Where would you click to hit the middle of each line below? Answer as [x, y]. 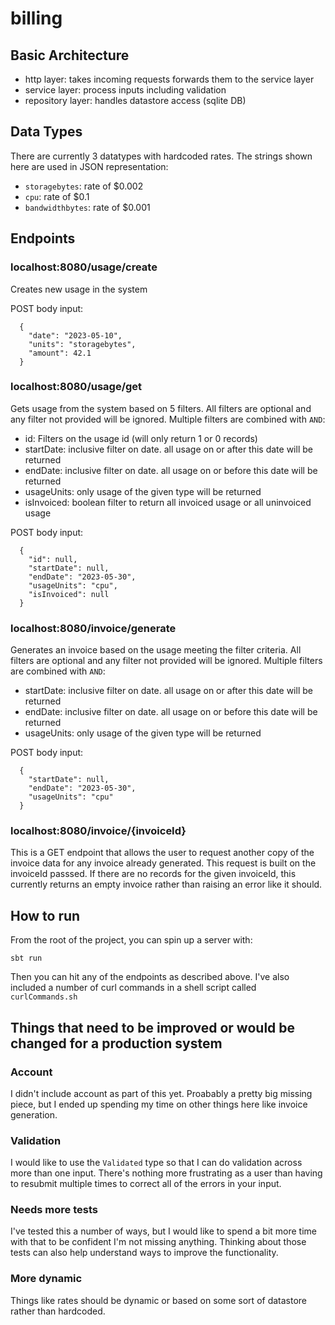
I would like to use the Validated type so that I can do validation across [156, 1163]
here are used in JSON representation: [89, 166]
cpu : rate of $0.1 [57, 196]
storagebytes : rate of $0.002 [84, 186]
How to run [45, 915]
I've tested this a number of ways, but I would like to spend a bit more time [163, 1231]
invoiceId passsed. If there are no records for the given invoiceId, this [153, 874]
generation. [34, 1114]
